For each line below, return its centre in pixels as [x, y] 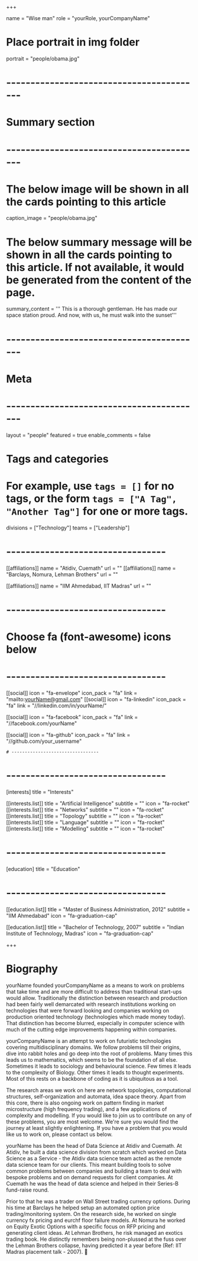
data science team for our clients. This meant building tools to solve [89, 1164]
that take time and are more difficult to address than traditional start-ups [94, 991]
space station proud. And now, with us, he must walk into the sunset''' [92, 315]
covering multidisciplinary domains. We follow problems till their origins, [94, 1047]
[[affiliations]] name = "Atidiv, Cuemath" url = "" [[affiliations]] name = [91, 568]
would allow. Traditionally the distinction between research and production [97, 998]
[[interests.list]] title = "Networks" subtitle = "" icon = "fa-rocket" [85, 810]
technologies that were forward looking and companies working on [88, 1010]
